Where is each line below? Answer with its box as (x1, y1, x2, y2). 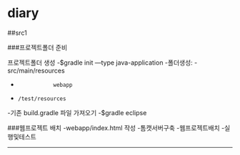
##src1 (7, 28, 27, 37)
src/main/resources (7, 66, 66, 75)
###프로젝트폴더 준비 (7, 43, 68, 51)
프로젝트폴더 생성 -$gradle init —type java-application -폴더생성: (7, 58, 193, 67)
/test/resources (17, 95, 66, 102)
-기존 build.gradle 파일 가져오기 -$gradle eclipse (7, 108, 147, 117)
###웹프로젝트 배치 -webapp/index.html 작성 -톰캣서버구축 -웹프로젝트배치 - (7, 123, 225, 132)
